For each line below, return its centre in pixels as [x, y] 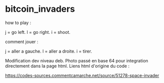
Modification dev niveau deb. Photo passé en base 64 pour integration [77, 60]
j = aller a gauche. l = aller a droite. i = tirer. [49, 51]
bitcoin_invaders [40, 9]
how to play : [18, 23]
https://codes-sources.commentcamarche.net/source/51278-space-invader [82, 75]
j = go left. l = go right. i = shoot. [38, 32]
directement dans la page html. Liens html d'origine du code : [67, 66]
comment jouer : [22, 41]
